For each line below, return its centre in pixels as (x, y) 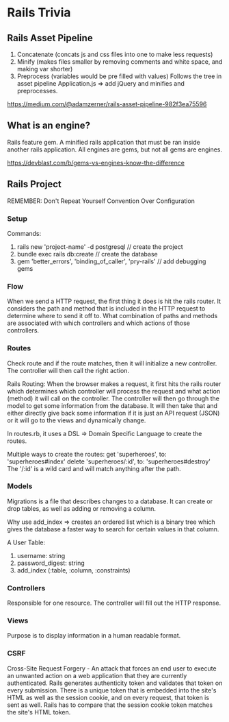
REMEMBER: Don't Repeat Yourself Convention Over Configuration (101, 201)
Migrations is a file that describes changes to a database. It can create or (110, 501)
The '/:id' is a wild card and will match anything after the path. (94, 468)
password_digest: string (51, 563)
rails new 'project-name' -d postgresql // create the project (100, 246)
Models (20, 486)
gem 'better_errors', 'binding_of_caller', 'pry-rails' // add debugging (111, 261)
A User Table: (26, 542)
